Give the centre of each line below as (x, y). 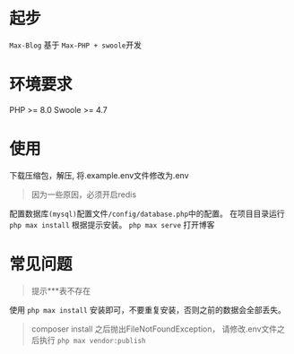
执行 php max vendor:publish (92, 340)
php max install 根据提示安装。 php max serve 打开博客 (112, 224)
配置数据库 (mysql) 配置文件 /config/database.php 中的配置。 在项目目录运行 (147, 213)
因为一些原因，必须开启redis (84, 194)
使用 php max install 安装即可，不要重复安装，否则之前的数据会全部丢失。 (148, 309)
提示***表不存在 (61, 290)
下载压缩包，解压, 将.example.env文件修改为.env (99, 175)
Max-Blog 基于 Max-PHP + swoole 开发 (75, 45)
